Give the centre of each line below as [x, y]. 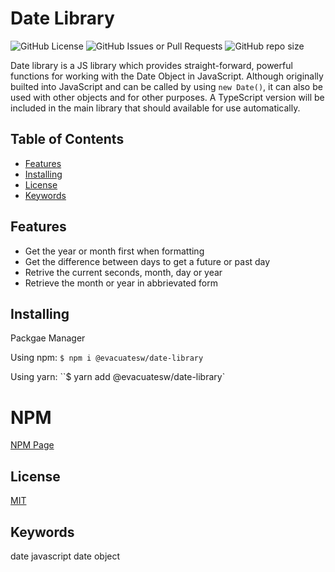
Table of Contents [67, 139]
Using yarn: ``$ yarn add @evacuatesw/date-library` [118, 377]
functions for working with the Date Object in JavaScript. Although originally [167, 76]
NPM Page [32, 445]
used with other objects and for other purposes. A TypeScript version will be [167, 97]
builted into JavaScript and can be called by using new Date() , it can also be [166, 86]
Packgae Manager [48, 338]
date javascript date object [65, 556]
